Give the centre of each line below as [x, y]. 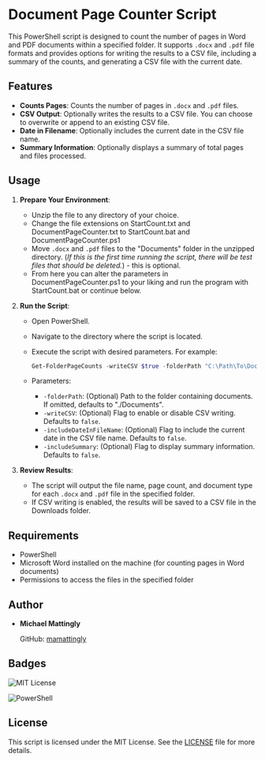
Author [26, 604]
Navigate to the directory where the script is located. [117, 336]
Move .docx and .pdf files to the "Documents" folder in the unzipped [143, 248]
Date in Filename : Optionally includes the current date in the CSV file [132, 130]
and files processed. [53, 156]
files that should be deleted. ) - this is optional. [106, 265]
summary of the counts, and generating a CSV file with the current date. [125, 62]
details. [20, 750]
